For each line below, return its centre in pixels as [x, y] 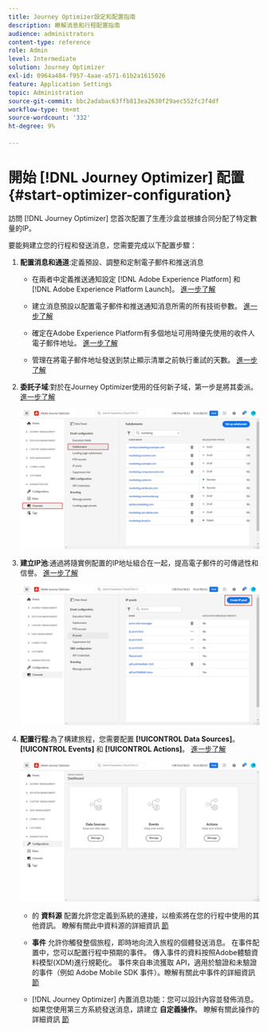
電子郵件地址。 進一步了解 [75, 342]
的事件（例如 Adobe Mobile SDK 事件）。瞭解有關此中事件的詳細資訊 [143, 972]
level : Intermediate [43, 59]
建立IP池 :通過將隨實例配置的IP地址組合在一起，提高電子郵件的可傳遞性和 [139, 563]
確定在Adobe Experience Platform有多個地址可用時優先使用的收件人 [143, 333]
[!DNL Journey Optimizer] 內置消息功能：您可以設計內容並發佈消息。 [145, 999]
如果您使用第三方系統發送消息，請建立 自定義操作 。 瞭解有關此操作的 [146, 1009]
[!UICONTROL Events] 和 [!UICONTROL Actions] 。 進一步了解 [123, 749]
